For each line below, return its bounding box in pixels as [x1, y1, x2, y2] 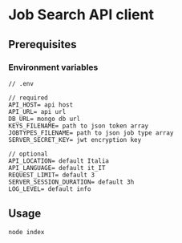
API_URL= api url [8, 107, 67, 115]
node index [8, 228, 45, 236]
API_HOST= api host [8, 100, 74, 109]
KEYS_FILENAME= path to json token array [8, 122, 149, 130]
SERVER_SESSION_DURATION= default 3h [8, 178, 135, 186]
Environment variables [8, 62, 99, 73]
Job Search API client [8, 6, 155, 24]
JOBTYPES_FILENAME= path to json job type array [8, 128, 174, 137]
